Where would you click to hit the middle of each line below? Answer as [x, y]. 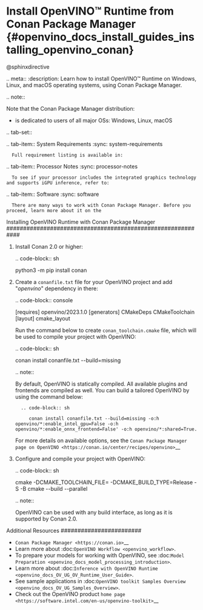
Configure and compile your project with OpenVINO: [80, 459]
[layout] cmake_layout [43, 318]
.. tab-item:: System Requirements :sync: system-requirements [85, 144]
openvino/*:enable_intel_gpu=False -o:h [67, 424]
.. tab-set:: [19, 132]
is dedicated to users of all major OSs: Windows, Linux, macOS [94, 120]
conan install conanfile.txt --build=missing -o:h [94, 418]
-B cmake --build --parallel [54, 488]
